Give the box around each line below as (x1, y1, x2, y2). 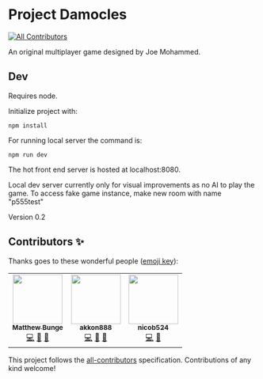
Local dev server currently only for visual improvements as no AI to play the (8, 180, 255, 189)
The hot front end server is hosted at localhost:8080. (8, 165, 181, 174)
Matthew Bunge (12, 323, 63, 332)
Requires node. (8, 91, 58, 100)
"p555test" (8, 196, 44, 207)
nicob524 (137, 323, 169, 332)
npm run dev (8, 150, 48, 159)
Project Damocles (8, 6, 128, 24)
